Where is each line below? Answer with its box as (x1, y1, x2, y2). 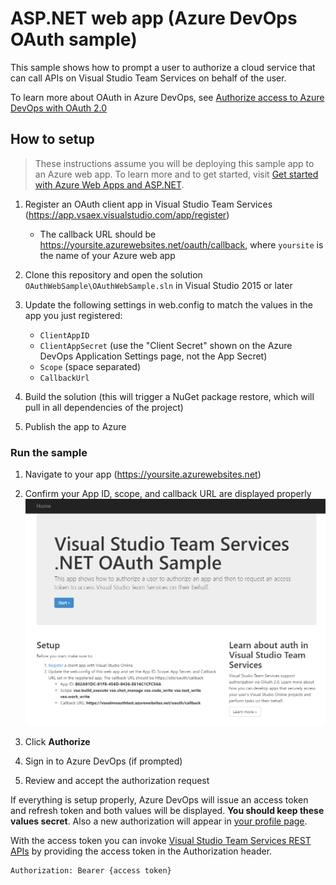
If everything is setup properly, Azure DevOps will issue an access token (10, 793, 309, 806)
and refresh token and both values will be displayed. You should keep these (10, 804, 325, 816)
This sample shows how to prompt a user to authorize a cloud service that (10, 61, 316, 73)
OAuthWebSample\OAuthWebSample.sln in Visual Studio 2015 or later (24, 279, 293, 291)
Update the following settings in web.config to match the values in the (24, 298, 314, 311)
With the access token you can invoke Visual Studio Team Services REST (10, 834, 312, 846)
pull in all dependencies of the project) (24, 401, 184, 413)
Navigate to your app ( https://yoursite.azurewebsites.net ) (24, 468, 262, 481)
